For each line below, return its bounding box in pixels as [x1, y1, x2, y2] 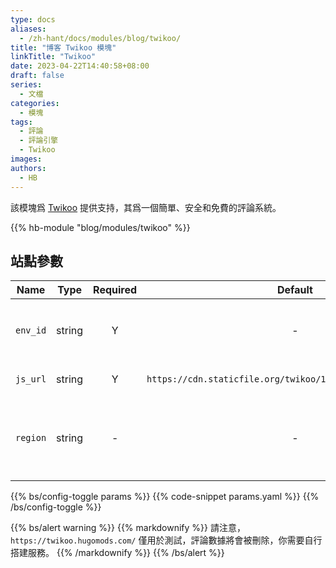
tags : [10, 117, 33, 127]
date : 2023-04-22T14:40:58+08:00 [10, 61, 150, 71]
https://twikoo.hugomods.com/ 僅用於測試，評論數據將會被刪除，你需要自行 [10, 534, 323, 546]
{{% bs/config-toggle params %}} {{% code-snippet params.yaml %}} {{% [10, 491, 320, 503]
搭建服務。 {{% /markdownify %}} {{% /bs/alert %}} [10, 547, 225, 559]
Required [93, 283, 138, 297]
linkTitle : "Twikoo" [10, 52, 97, 62]
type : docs [10, 14, 56, 25]
